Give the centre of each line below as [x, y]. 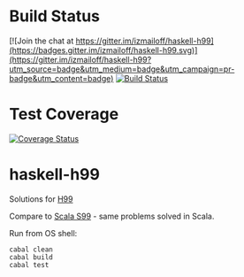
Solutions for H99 [41, 199]
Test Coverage [64, 115]
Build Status [54, 16]
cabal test [29, 265]
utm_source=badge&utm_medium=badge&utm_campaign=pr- [122, 69]
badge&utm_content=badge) [61, 78]
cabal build [31, 257]
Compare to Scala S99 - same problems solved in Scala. [112, 216]
